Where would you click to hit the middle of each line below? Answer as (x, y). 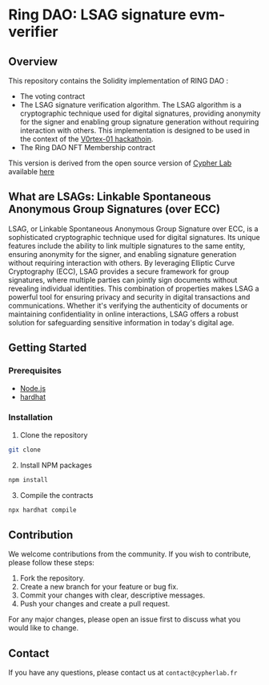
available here (31, 171)
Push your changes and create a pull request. (95, 604)
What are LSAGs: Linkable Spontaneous (110, 197)
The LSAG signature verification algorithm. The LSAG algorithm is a (130, 105)
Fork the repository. (52, 578)
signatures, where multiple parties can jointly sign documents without (123, 279)
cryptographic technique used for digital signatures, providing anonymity (140, 113)
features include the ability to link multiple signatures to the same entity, (127, 246)
